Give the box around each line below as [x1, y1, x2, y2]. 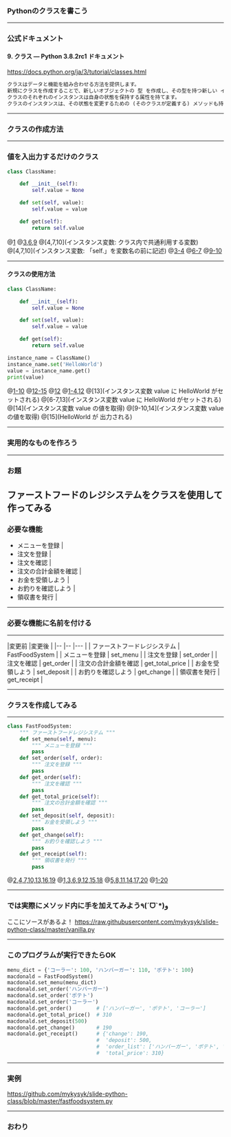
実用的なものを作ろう [7, 438, 78, 448]
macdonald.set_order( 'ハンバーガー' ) [7, 986, 109, 992]
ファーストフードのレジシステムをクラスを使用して [7, 489, 223, 501]
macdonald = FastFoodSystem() [7, 973, 94, 980]
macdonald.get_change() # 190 [7, 1024, 112, 1031]
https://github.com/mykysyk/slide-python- [7, 1090, 129, 1098]
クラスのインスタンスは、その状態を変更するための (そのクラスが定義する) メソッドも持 [7, 100, 224, 107]
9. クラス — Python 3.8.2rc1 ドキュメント [7, 52, 125, 60]
